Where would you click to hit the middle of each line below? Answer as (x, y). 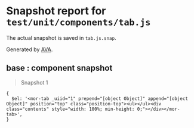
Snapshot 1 (34, 82)
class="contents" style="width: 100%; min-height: (70, 109)
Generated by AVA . (30, 49)
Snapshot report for (56, 11)
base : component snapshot (59, 68)
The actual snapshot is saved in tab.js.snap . (61, 38)
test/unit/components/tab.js (78, 22)
